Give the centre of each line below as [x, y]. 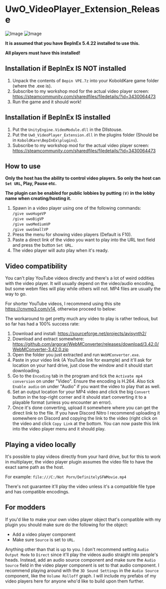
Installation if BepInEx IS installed [58, 117]
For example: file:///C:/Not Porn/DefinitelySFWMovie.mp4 [66, 477]
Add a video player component [44, 534]
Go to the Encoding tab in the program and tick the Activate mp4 [78, 376]
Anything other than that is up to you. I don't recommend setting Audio [77, 549]
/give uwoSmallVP [30, 230]
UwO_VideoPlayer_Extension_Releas [83, 9]
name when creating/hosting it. [38, 198]
